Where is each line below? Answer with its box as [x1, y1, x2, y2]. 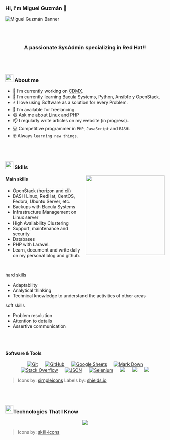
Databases [12, 236, 35, 242]
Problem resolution [12, 312, 52, 319]
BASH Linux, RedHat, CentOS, [12, 193, 75, 199]
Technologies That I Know [13, 408, 79, 415]
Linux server [12, 214, 39, 221]
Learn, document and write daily [12, 247, 80, 253]
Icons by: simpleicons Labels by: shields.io [17, 377, 107, 383]
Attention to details [12, 318, 52, 324]
